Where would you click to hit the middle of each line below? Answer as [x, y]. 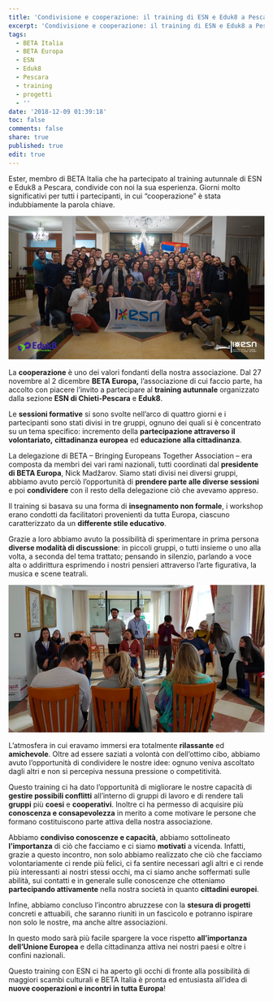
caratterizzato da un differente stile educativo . [87, 523]
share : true [28, 137]
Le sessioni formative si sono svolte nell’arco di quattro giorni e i [117, 414]
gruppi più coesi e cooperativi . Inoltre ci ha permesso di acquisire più [126, 804]
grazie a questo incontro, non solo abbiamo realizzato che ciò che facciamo [135, 855]
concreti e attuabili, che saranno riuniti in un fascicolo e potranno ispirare [131, 913]
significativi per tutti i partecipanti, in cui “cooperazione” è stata [115, 196]
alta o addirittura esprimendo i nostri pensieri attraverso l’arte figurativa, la [133, 564]
